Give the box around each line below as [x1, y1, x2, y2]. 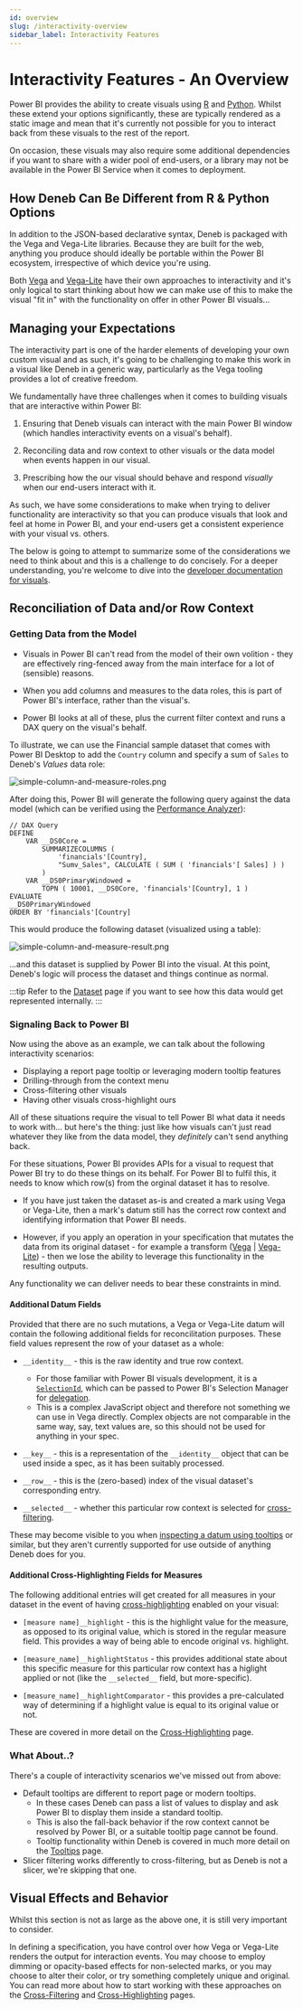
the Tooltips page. [35, 1845, 104, 1856]
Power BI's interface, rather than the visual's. [22, 694, 191, 705]
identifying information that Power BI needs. [22, 1213, 187, 1225]
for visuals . [9, 574, 51, 585]
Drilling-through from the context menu [22, 1075, 169, 1086]
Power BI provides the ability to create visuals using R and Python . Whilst [9, 99, 282, 109]
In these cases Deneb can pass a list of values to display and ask [35, 1797, 279, 1808]
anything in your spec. [35, 1430, 119, 1442]
